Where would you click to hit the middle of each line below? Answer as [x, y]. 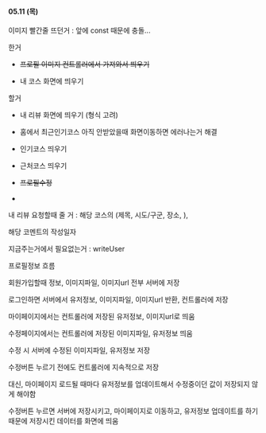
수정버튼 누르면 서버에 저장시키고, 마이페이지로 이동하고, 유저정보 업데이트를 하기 [133, 411]
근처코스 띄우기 [43, 166]
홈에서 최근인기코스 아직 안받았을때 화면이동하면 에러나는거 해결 [118, 132]
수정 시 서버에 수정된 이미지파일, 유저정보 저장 [79, 350]
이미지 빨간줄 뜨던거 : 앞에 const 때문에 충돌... [79, 30]
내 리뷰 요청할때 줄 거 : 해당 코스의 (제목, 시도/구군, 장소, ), [98, 215]
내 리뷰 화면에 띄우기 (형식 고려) [69, 115]
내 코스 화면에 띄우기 [52, 81]
